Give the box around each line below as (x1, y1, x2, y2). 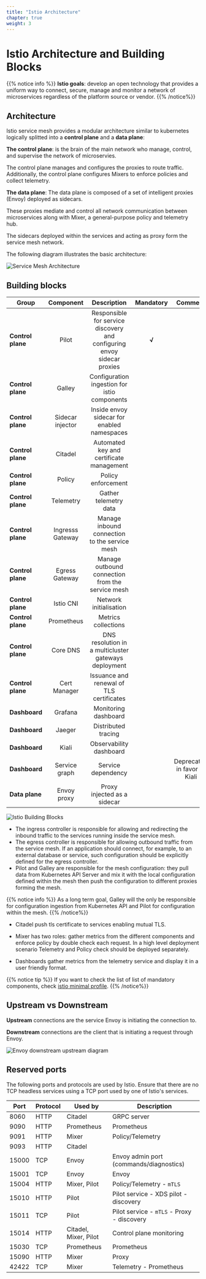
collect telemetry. (6, 177, 50, 185)
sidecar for (93, 413, 125, 421)
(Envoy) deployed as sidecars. (6, 196, 83, 203)
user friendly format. (15, 964, 67, 971)
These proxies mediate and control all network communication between (6, 207, 188, 215)
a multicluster (90, 646, 129, 654)
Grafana (54, 708, 78, 716)
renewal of (94, 679, 124, 687)
